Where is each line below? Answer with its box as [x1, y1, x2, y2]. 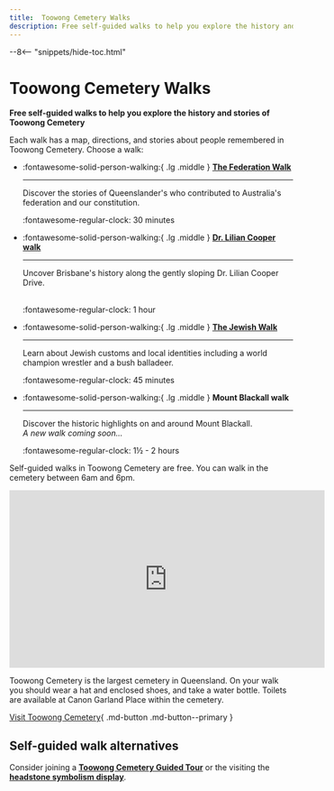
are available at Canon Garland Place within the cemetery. [9, 694, 224, 705]
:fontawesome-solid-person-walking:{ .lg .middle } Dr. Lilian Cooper [22, 232, 276, 244]
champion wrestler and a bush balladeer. [22, 357, 174, 368]
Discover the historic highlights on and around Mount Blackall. [22, 418, 253, 429]
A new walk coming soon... [22, 428, 123, 438]
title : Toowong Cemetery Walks [9, 13, 131, 23]
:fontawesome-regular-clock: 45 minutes [22, 375, 176, 386]
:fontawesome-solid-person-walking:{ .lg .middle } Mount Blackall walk [22, 392, 290, 403]
